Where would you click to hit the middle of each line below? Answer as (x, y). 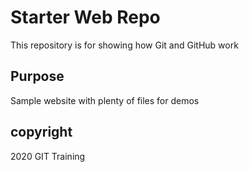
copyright (41, 132)
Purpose (37, 76)
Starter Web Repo (85, 17)
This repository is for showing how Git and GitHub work (124, 45)
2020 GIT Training (48, 156)
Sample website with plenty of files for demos (105, 100)
